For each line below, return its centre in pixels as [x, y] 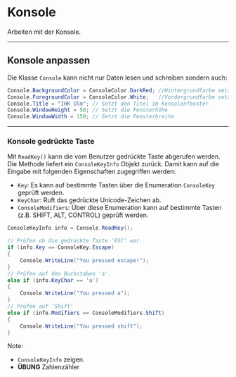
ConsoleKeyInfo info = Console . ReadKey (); [70, 228]
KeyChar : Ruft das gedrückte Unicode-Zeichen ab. [89, 200]
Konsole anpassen [49, 61]
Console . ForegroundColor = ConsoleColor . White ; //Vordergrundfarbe [111, 97]
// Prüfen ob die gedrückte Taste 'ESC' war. [75, 241]
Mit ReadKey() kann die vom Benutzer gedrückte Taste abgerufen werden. [114, 156]
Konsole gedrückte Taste [51, 142]
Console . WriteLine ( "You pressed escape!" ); [85, 260]
